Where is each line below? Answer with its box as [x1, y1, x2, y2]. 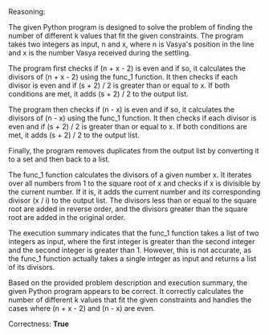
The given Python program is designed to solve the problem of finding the [8, 22, 253, 31]
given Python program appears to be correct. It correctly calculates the [8, 287, 244, 296]
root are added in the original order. [8, 213, 126, 222]
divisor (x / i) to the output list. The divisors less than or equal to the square [8, 196, 257, 205]
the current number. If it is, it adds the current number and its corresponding [8, 187, 261, 196]
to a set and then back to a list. [8, 154, 111, 164]
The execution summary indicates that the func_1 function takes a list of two [8, 228, 259, 238]
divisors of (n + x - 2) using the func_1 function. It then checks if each [8, 72, 238, 81]
